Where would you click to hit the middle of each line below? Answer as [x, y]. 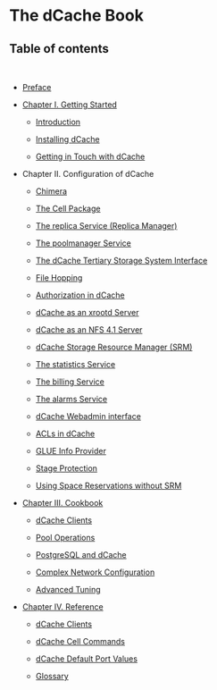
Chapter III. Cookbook [63, 503]
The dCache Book [77, 16]
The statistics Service [75, 364]
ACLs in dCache [65, 433]
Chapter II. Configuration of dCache [88, 174]
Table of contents [59, 49]
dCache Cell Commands [80, 641]
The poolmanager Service [83, 243]
